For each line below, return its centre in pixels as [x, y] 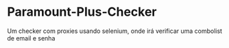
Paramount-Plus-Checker [82, 12]
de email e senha [31, 38]
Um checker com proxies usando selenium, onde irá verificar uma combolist [115, 31]
